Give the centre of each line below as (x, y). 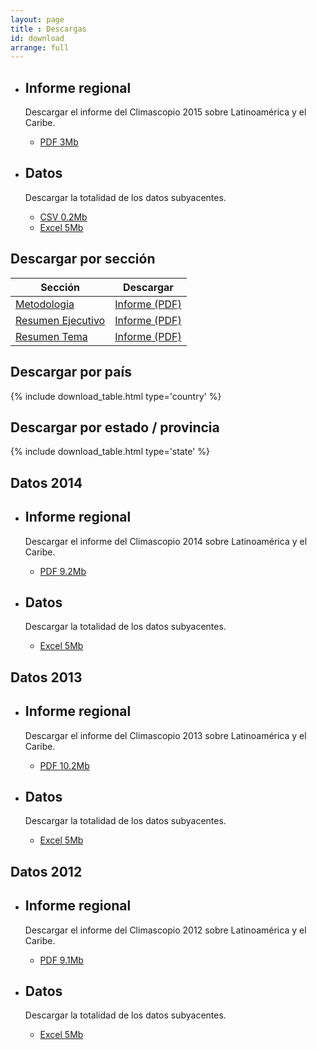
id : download (37, 38)
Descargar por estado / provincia (115, 427)
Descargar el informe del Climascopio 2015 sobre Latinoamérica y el (165, 112)
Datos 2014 (46, 482)
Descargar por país (71, 372)
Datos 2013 (46, 677)
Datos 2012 (46, 871)
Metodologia (45, 304)
